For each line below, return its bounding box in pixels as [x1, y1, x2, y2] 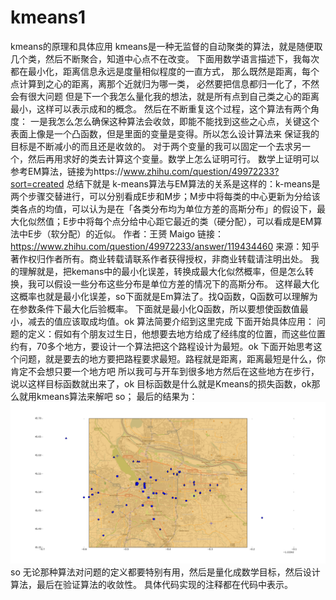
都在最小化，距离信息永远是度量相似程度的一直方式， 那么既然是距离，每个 [10, 65, 320, 77]
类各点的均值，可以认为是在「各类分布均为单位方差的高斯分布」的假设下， [10, 202, 317, 215]
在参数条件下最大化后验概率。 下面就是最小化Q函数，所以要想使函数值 [10, 302, 300, 315]
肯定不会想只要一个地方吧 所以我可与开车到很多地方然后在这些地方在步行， [10, 365, 320, 377]
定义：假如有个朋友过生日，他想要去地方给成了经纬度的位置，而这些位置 [27, 327, 326, 340]
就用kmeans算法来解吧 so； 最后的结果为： [18, 390, 198, 402]
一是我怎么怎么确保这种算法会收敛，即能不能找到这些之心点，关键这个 [29, 115, 320, 127]
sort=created [10, 177, 65, 190]
